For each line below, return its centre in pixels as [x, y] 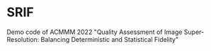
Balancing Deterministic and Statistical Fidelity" [109, 39]
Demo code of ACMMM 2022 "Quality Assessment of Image [95, 32]
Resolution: [23, 39]
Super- [194, 32]
